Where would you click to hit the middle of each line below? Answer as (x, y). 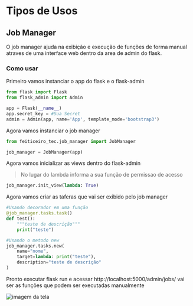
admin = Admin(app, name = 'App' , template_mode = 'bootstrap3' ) (83, 119)
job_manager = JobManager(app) (45, 152)
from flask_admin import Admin (45, 98)
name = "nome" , (33, 251)
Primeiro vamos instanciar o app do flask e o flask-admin (75, 82)
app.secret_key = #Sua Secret (43, 113)
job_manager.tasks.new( (35, 246)
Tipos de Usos (42, 11)
